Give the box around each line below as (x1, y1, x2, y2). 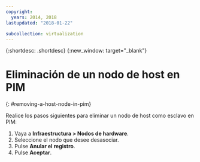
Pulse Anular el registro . (14, 143, 75, 150)
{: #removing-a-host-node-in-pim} (5, 100, 92, 108)
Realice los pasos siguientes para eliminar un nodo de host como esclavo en (5, 112, 194, 120)
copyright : (5, 8, 33, 15)
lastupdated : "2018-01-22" (5, 20, 73, 26)
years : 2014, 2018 (11, 14, 57, 20)
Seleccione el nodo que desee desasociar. (14, 136, 119, 143)
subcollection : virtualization (5, 30, 84, 36)
